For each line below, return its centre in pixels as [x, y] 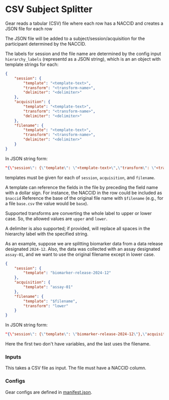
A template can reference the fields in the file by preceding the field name [82, 187]
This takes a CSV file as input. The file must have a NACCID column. [76, 368]
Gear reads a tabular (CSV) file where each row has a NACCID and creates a [84, 23]
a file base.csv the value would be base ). [47, 203]
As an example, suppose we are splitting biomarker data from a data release [84, 243]
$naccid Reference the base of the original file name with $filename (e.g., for [84, 198]
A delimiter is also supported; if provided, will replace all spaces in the [78, 228]
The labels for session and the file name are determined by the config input [83, 54]
